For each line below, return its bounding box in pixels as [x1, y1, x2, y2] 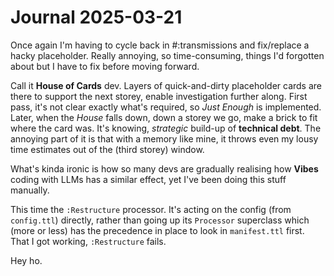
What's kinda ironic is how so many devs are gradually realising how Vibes [10, 162, 319, 175]
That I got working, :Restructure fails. [10, 235, 167, 247]
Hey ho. [10, 254, 43, 266]
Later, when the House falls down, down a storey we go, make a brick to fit [10, 111, 318, 123]
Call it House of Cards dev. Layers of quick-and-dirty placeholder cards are [10, 79, 322, 91]
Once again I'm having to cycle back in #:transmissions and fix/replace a [10, 39, 310, 51]
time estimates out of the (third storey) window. [10, 143, 205, 155]
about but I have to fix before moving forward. [10, 60, 200, 72]
